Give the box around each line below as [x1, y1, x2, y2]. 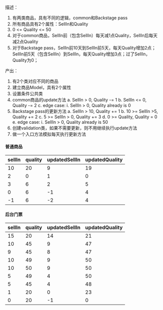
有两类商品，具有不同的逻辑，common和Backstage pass [12, 15, 128, 21]
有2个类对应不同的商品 [12, 78, 59, 84]
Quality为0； [12, 57, 39, 63]
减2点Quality [12, 39, 39, 45]
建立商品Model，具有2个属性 [12, 85, 72, 90]
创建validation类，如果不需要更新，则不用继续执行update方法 [12, 125, 137, 131]
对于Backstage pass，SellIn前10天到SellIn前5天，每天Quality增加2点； [12, 45, 157, 51]
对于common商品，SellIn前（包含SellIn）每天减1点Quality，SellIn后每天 [12, 33, 158, 38]
